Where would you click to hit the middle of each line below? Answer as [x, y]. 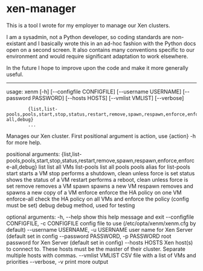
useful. [15, 74]
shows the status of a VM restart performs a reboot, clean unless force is [97, 179]
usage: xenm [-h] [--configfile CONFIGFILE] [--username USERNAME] [94, 92]
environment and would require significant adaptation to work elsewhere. [97, 56]
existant [16, 43]
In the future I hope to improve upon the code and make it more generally [97, 67]
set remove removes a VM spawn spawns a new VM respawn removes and [100, 186]
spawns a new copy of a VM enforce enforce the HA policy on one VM [94, 192]
